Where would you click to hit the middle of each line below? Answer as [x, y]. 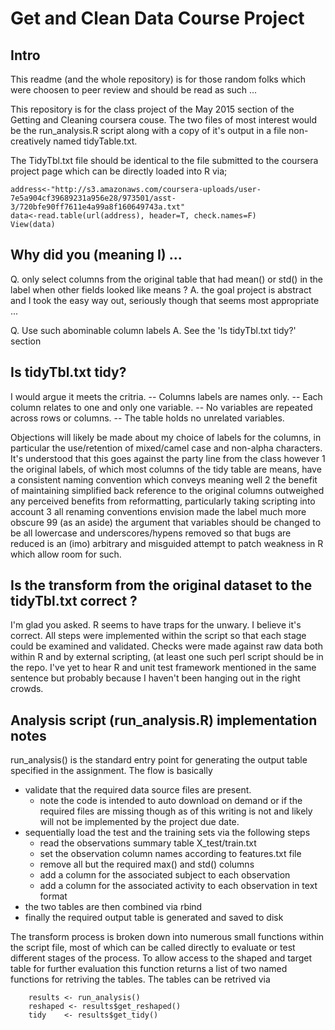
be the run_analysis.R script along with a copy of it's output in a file [148, 130]
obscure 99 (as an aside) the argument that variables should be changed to [166, 522]
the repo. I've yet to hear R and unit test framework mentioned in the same [163, 668]
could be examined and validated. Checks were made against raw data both [166, 646]
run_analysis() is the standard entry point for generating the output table [159, 760]
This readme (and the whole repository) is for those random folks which [158, 79]
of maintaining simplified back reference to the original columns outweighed [167, 490]
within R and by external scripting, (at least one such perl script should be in [167, 657]
